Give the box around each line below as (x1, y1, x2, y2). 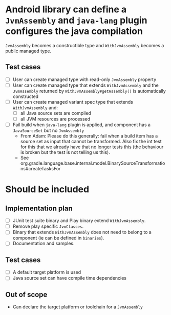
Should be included (5, 184, 90, 195)
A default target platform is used (12, 269, 81, 275)
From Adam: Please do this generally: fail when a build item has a (20, 133, 158, 139)
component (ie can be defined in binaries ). (12, 235, 104, 241)
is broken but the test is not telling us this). (20, 149, 110, 155)
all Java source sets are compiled (20, 110, 91, 116)
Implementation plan (5, 204, 73, 212)
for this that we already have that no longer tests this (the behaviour (20, 144, 164, 150)
